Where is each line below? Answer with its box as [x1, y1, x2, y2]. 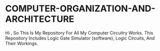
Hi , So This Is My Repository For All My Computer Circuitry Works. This [5, 30, 153, 36]
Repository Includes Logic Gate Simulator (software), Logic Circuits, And [5, 35, 155, 41]
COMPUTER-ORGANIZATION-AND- [5, 3, 155, 14]
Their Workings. [5, 40, 39, 46]
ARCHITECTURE [5, 13, 74, 25]
